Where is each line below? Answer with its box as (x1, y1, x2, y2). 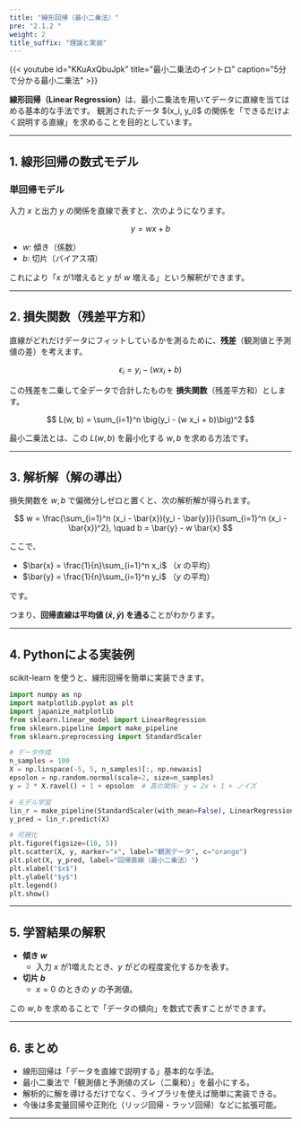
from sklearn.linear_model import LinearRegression (9, 715, 206, 724)
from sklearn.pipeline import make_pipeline (9, 724, 178, 733)
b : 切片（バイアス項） (21, 252, 103, 263)
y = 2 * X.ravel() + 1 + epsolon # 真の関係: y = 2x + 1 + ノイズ (9, 781, 257, 790)
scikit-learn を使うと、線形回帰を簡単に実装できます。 (9, 673, 209, 683)
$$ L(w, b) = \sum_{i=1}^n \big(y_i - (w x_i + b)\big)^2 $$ (46, 414, 255, 425)
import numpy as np (9, 691, 82, 700)
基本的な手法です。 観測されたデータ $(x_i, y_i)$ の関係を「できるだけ (24, 105, 283, 117)
